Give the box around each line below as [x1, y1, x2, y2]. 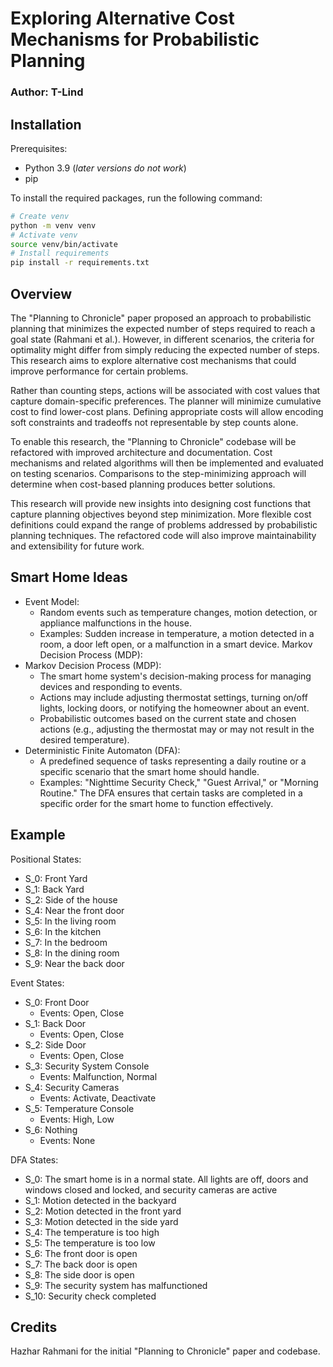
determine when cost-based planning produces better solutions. [10, 478, 276, 490]
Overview [10, 285, 73, 302]
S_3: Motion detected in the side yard [24, 1215, 179, 1227]
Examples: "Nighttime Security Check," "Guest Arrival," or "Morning [39, 776, 319, 788]
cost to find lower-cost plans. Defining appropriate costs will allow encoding [10, 405, 324, 417]
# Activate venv [10, 230, 78, 240]
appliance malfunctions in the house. [39, 617, 192, 629]
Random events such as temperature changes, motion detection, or [39, 606, 318, 618]
